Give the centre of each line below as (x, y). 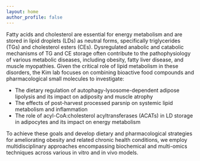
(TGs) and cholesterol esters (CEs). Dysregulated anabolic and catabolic (95, 47)
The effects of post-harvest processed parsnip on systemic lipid (94, 103)
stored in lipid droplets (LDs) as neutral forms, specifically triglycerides (93, 41)
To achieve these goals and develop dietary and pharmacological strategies (99, 133)
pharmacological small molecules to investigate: (65, 79)
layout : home (22, 12)
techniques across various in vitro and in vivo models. (72, 152)
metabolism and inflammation (51, 109)
